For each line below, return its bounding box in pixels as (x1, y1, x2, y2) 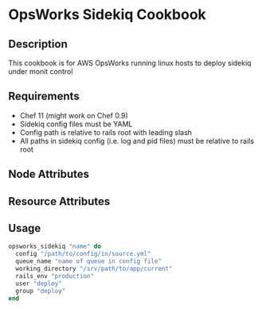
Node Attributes (8, 168, 90, 181)
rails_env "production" (15, 272, 94, 280)
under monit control (8, 67, 73, 76)
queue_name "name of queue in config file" (15, 257, 162, 265)
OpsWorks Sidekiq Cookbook (8, 6, 207, 24)
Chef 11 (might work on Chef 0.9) (19, 110, 129, 120)
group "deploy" (15, 287, 66, 295)
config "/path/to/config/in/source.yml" (15, 250, 151, 258)
